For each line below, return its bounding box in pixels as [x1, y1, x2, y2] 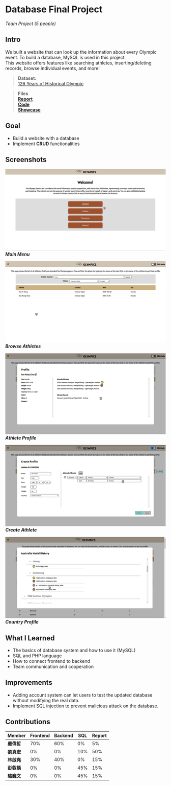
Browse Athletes [5, 343, 41, 349]
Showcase [17, 106, 41, 113]
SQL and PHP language [12, 653, 62, 659]
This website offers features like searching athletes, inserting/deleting [5, 60, 152, 66]
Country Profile [5, 619, 39, 625]
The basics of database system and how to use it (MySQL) [12, 648, 136, 654]
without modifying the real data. [12, 697, 80, 703]
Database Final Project [5, 4, 103, 15]
